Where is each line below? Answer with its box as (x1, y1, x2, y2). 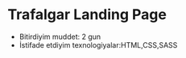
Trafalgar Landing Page (7, 6, 167, 24)
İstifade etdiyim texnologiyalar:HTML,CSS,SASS (19, 40, 178, 49)
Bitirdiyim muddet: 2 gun (19, 32, 101, 41)
